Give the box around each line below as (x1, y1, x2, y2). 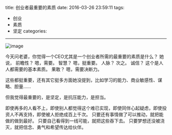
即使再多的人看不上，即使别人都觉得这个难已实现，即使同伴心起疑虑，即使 (5, 105, 162, 111)
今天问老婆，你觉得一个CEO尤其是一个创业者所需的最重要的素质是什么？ (5, 53, 159, 60)
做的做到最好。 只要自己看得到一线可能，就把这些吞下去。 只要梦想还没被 (5, 118, 160, 124)
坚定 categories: (12, 28, 47, 34)
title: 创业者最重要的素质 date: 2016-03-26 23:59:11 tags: (5, 5, 124, 10)
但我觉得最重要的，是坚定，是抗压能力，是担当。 (5, 94, 109, 100)
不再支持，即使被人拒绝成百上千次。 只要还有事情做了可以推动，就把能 (14, 112, 164, 117)
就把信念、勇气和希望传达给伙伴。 (14, 124, 86, 130)
